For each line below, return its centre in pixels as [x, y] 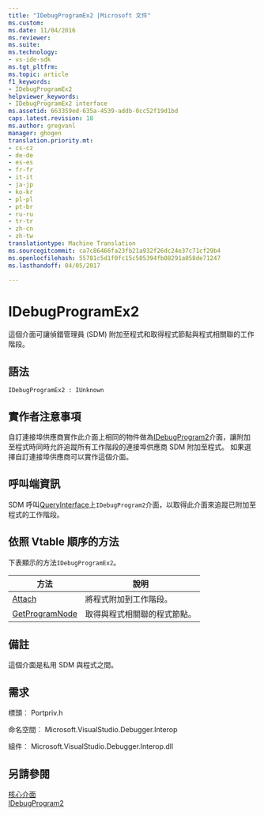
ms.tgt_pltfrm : [33, 67]
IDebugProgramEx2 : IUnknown [56, 391]
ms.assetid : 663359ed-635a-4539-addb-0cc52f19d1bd [93, 111]
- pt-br [21, 206]
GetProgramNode [45, 614]
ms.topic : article [38, 74]
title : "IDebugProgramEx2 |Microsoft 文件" [80, 15]
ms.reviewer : [30, 38]
